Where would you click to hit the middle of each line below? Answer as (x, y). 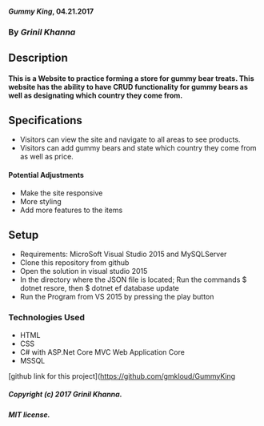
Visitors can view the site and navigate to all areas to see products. (130, 139)
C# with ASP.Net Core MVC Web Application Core (102, 352)
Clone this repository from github (74, 263)
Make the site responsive (61, 193)
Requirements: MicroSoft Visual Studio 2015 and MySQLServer (123, 254)
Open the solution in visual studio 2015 (84, 271)
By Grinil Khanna (42, 32)
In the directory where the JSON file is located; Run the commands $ (133, 279)
